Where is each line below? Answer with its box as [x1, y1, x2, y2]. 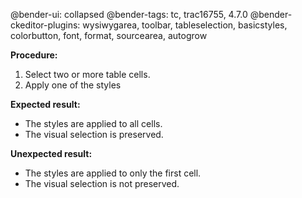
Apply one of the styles [24, 79, 122, 91]
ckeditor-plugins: [10, 19, 81, 31]
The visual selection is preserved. [24, 129, 164, 140]
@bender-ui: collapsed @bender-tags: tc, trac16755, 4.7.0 [10, 9, 248, 20]
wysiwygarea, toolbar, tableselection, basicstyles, [82, 19, 288, 31]
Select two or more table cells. [24, 69, 151, 80]
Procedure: [10, 49, 58, 61]
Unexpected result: [10, 148, 93, 159]
